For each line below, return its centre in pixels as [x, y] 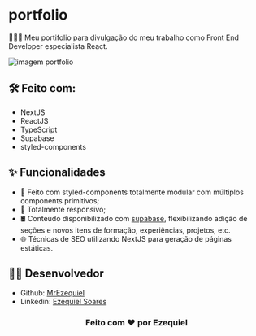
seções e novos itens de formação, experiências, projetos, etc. [125, 230]
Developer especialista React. [58, 46]
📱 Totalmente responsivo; [63, 209]
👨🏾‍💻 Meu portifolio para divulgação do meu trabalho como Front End [124, 37]
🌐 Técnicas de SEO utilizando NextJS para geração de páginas [126, 238]
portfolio [38, 15]
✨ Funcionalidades [57, 172]
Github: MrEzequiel [52, 293]
